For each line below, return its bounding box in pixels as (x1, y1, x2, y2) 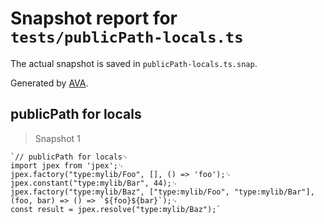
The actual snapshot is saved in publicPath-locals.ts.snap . (10, 57, 258, 69)
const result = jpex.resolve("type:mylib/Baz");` (10, 204, 222, 214)
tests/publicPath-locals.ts (10, 28, 244, 47)
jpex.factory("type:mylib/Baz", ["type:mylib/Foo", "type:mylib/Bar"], (10, 187, 315, 197)
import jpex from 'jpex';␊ (10, 160, 125, 171)
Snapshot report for (10, 7, 178, 30)
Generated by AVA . (10, 77, 89, 89)
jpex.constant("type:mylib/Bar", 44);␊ (10, 178, 178, 188)
